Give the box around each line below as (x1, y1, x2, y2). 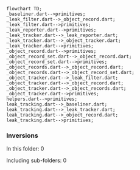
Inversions (6, 131, 38, 140)
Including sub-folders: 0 (6, 157, 67, 164)
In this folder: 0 (6, 145, 44, 152)
